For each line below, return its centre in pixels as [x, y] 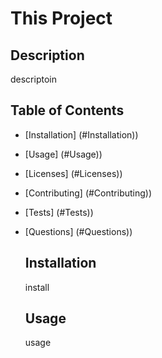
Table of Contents [67, 110]
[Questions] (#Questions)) [78, 231]
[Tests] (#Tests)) [59, 212]
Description [47, 55]
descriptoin [33, 79]
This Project [61, 18]
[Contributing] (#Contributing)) [88, 193]
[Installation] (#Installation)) [81, 134]
